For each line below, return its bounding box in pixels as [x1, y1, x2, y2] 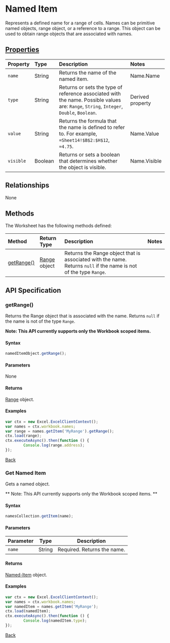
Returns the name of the [59, 69, 116, 76]
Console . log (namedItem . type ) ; [23, 618, 87, 623]
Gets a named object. [5, 481, 50, 487]
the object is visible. [59, 164, 106, 171]
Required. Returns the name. [57, 546, 125, 553]
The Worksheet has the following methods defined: [5, 223, 112, 229]
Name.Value [130, 130, 159, 137]
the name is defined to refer [59, 124, 125, 131]
